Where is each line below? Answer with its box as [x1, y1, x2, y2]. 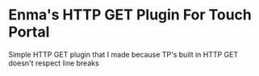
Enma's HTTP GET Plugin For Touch [8, 6, 253, 24]
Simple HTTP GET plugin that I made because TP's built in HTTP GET [8, 49, 239, 59]
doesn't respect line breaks [8, 58, 99, 68]
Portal [8, 23, 50, 41]
